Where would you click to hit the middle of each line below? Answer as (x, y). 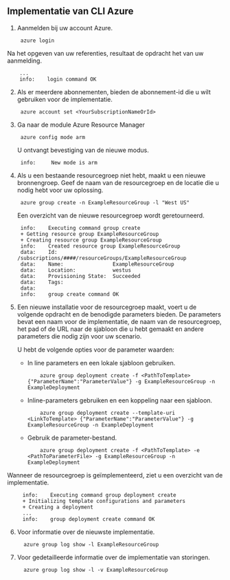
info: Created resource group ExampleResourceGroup (100, 246)
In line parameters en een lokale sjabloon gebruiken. (101, 363)
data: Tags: (42, 282)
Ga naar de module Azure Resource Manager (81, 125)
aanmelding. (25, 61)
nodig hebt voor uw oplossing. (60, 190)
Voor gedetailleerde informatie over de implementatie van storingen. (114, 557)
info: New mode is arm (59, 162)
